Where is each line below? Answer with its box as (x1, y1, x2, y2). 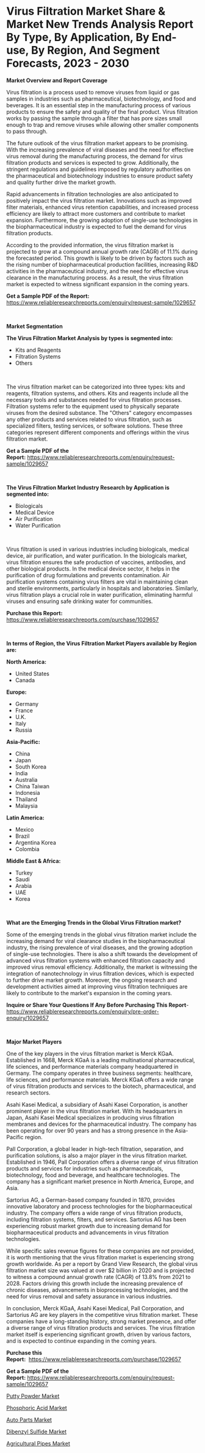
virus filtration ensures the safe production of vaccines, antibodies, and (6, 558, 186, 566)
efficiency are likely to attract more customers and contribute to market (6, 210, 185, 217)
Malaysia (15, 802, 38, 810)
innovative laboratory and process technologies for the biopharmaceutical (6, 1202, 192, 1210)
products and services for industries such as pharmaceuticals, (6, 1164, 164, 1172)
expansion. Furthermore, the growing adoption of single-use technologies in (6, 216, 198, 224)
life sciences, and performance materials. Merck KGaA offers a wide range (6, 1076, 194, 1083)
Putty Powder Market (6, 1392, 60, 1400)
